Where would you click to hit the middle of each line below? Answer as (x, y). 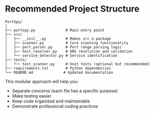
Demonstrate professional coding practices (55, 106)
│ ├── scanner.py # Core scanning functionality (67, 43)
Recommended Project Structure (72, 9)
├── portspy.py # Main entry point (55, 30)
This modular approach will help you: (42, 81)
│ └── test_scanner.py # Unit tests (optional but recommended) (77, 64)
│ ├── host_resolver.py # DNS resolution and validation (69, 51)
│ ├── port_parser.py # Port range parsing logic (63, 47)
